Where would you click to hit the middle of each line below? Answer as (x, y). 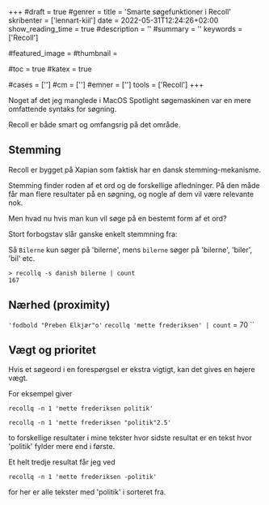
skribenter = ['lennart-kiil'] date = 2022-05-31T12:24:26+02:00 (113, 20)
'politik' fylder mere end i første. (62, 447)
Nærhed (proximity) (59, 305)
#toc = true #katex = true (50, 69)
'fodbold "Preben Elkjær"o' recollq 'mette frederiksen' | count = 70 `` (132, 324)
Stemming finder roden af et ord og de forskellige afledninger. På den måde (134, 185)
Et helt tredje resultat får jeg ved (62, 462)
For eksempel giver (40, 394)
